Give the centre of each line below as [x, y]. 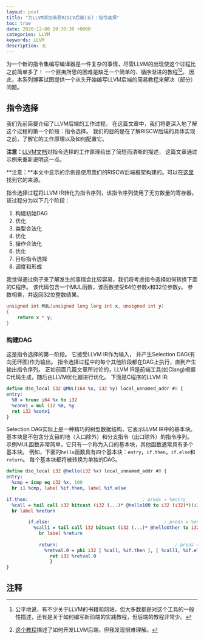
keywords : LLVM [25, 40]
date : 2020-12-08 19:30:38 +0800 [49, 29]
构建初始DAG [32, 213]
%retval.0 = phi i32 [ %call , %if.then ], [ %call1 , [113, 550]
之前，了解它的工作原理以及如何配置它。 [57, 139]
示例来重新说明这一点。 [36, 159]
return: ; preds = [119, 545]
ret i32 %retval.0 [73, 556]
